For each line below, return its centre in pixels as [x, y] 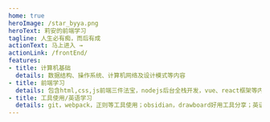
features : [25, 61]
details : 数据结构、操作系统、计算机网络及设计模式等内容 [101, 75]
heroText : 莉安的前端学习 [47, 31]
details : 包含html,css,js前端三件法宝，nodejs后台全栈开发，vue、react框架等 [137, 90]
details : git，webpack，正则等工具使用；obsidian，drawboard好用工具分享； [134, 105]
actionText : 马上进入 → [45, 46]
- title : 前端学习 [37, 83]
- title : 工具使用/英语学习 [50, 98]
